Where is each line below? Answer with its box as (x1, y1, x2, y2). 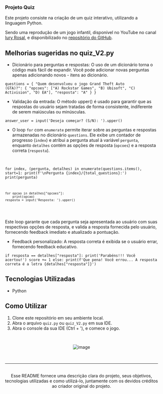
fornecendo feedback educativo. (12, 244, 78, 249)
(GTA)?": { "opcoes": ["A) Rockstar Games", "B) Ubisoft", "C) (5, 86, 136, 91)
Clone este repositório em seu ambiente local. (12, 315, 104, 320)
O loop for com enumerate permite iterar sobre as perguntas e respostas (12, 127, 157, 133)
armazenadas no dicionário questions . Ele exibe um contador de (12, 132, 141, 138)
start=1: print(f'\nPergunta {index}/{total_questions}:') (5, 171, 127, 176)
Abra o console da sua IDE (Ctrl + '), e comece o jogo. (12, 325, 120, 331)
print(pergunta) (5, 175, 38, 180)
